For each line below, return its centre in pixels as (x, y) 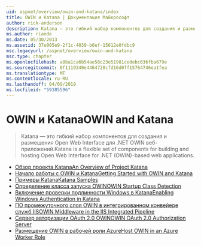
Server (23, 224)
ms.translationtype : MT (36, 73)
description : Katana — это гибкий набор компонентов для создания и (93, 28)
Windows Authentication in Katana (57, 199)
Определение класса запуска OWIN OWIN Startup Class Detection (98, 186)
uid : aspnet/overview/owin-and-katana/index (63, 12)
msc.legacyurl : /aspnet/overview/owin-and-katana (69, 51)
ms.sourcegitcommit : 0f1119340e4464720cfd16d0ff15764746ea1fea (87, 67)
